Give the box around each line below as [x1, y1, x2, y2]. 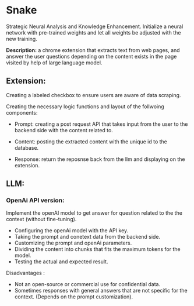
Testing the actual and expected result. [14, 258, 108, 265]
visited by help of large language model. [6, 59, 103, 66]
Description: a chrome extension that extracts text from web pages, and [6, 46, 180, 53]
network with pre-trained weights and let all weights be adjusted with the [6, 29, 181, 36]
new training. [6, 35, 38, 42]
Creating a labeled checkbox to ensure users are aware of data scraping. [6, 91, 181, 98]
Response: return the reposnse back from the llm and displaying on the [14, 156, 185, 163]
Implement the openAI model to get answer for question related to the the [6, 209, 182, 216]
